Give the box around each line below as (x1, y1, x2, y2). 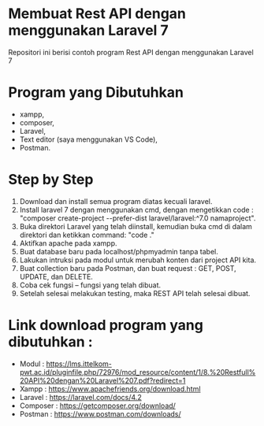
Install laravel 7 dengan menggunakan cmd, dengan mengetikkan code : (19, 205, 254, 214)
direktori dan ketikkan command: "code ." (19, 230, 155, 239)
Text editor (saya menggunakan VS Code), (19, 135, 158, 144)
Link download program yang (8, 317, 203, 334)
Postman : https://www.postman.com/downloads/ (19, 409, 181, 418)
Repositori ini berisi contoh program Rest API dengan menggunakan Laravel (8, 47, 254, 57)
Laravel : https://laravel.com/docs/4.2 (19, 392, 142, 402)
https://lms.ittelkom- (46, 359, 113, 369)
